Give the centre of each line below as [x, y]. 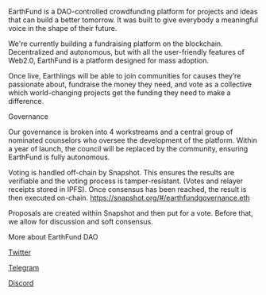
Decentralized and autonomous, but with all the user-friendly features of [126, 52]
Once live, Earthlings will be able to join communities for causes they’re [125, 76]
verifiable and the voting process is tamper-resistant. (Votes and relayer [126, 181]
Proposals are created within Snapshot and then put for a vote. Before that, [131, 213]
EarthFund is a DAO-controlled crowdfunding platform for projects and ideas [133, 11]
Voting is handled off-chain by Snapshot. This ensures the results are [121, 172]
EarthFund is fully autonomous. [59, 157]
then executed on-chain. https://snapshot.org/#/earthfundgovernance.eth [129, 198]
